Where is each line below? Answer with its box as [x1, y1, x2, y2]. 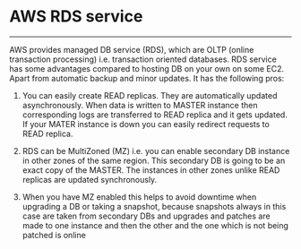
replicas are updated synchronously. [21, 174, 158, 185]
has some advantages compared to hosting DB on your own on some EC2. [9, 63, 285, 73]
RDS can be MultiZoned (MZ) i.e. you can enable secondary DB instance [21, 145, 290, 156]
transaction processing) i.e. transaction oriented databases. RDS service [9, 54, 278, 64]
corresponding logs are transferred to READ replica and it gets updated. [21, 109, 288, 120]
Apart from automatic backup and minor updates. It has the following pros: [9, 73, 285, 83]
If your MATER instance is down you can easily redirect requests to [21, 118, 271, 129]
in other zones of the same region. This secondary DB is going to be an [21, 155, 286, 166]
